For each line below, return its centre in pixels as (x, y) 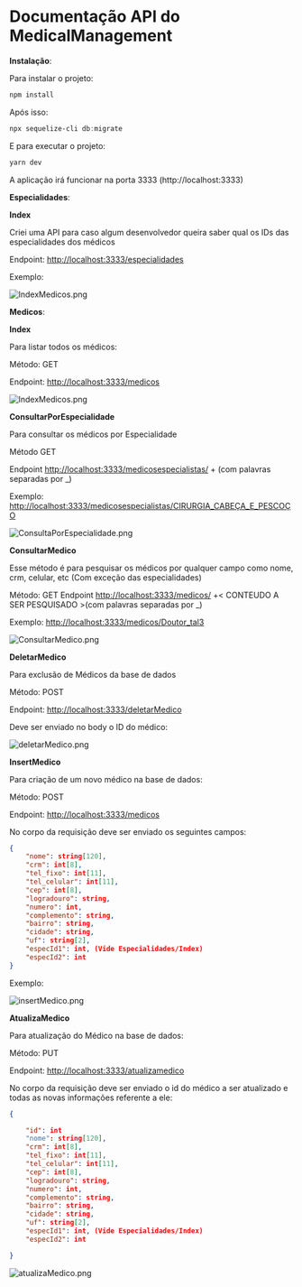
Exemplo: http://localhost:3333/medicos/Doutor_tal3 (107, 622)
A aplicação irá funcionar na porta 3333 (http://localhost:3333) (126, 180)
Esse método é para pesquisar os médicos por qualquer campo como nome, (151, 568)
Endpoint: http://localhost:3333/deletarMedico (96, 709)
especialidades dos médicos (62, 242)
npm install (32, 95)
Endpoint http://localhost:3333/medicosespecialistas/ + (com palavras (140, 469)
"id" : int (44, 1130)
